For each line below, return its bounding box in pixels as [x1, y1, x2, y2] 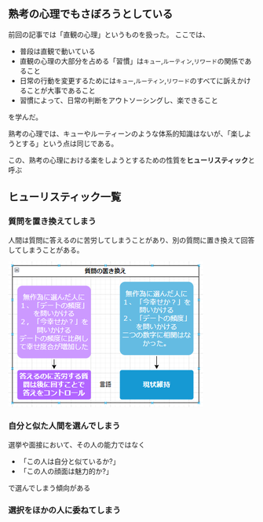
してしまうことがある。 [8, 245, 84, 254]
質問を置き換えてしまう [8, 216, 97, 227]
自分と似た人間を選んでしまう [8, 421, 121, 432]
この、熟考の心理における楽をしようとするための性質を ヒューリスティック [8, 155, 249, 165]
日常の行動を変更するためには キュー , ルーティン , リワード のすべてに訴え [19, 75, 238, 85]
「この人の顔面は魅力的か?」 [19, 466, 113, 476]
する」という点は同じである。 [21, 138, 119, 148]
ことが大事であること [26, 86, 96, 95]
